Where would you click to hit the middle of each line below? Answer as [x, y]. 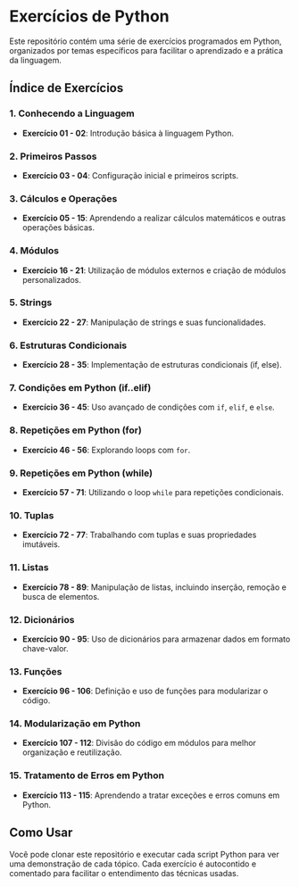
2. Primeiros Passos [53, 156]
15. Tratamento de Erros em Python [87, 775]
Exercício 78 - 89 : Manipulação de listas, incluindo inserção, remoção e [154, 587]
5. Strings [31, 303]
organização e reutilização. [72, 752]
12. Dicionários [42, 619]
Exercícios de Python [89, 17]
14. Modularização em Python [75, 724]
